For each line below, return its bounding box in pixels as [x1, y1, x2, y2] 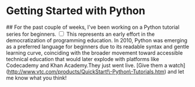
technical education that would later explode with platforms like [6, 55, 160, 62]
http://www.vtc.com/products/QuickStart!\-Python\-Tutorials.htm [8, 68, 164, 75]
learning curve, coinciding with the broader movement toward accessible [6, 49, 183, 56]
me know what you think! [6, 74, 67, 81]
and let [167, 68, 184, 75]
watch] [168, 62, 186, 69]
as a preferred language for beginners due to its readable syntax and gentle [6, 43, 190, 50]
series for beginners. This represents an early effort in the [6, 31, 155, 38]
